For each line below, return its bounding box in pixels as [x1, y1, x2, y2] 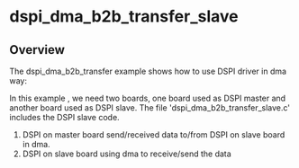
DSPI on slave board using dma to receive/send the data [22, 148, 231, 159]
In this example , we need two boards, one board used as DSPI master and [9, 93, 286, 103]
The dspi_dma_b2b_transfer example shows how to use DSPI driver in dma [9, 66, 286, 76]
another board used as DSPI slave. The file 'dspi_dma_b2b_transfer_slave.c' [9, 102, 291, 113]
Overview [9, 42, 66, 57]
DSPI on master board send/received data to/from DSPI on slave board [22, 129, 285, 140]
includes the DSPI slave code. [9, 112, 120, 122]
